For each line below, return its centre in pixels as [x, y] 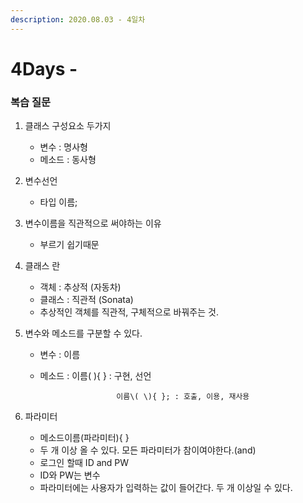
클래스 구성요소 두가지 [68, 126]
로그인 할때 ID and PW [84, 463]
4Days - [44, 68]
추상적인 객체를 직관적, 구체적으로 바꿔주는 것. [129, 312]
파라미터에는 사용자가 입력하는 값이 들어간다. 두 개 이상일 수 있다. [166, 488]
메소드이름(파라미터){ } [84, 438]
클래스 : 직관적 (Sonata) [86, 300]
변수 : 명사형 [63, 147]
